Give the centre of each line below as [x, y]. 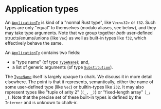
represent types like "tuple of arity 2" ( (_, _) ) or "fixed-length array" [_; [78, 92]
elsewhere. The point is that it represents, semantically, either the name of [79, 82]
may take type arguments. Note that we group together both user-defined [79, 33]
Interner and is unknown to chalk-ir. [41, 102]
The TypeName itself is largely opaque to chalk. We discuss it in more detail [79, 76]
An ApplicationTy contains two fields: [43, 53]
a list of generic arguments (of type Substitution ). [63, 67]
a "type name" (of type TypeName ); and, [51, 62]
